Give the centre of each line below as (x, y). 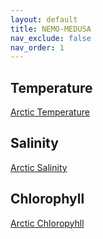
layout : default (44, 19)
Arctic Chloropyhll (47, 223)
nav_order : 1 (37, 47)
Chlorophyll (47, 199)
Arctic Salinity (39, 167)
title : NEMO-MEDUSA (51, 29)
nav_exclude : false (51, 38)
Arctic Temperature (50, 112)
